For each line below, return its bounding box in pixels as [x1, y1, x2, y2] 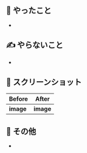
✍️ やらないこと [6, 40, 64, 50]
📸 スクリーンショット [6, 77, 82, 87]
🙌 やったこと [6, 5, 51, 16]
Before [9, 95, 28, 103]
